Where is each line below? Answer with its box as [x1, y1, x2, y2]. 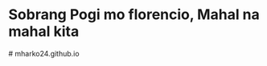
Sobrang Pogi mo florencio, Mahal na [8, 6, 260, 24]
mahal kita [8, 22, 80, 41]
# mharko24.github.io [8, 49, 80, 58]
